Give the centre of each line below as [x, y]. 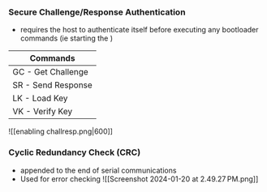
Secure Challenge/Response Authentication [97, 12]
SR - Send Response [53, 85]
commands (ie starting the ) [67, 38]
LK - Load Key [40, 98]
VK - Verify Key [43, 112]
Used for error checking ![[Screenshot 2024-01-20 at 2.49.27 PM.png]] [139, 179]
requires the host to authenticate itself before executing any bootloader [139, 30]
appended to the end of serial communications [98, 170]
